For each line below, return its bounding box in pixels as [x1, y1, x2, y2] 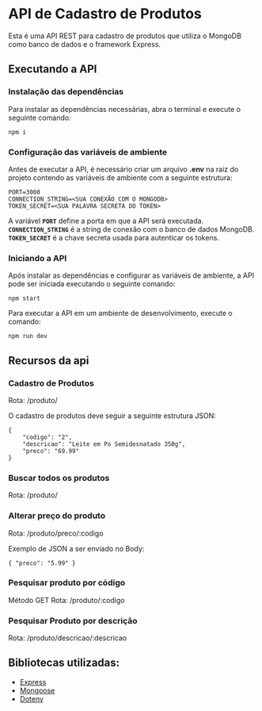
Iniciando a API [8, 252, 67, 263]
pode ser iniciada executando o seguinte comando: [8, 279, 176, 289]
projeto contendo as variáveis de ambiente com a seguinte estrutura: [8, 172, 234, 183]
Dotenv [19, 694, 44, 703]
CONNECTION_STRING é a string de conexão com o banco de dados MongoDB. [8, 224, 255, 234]
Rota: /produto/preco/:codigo [8, 528, 104, 538]
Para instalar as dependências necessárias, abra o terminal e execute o [8, 104, 241, 113]
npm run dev [8, 332, 47, 340]
